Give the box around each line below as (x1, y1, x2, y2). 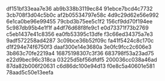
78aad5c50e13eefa (6, 69, 54, 76)
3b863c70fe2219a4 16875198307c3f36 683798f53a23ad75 (6, 50, 154, 56)
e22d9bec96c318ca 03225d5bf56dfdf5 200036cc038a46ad (6, 56, 157, 63)
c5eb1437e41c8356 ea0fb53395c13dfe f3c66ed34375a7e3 (6, 31, 153, 38)
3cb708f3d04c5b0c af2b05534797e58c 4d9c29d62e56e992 (6, 11, 159, 19)
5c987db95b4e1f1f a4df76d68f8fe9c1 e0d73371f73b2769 (6, 24, 149, 31)
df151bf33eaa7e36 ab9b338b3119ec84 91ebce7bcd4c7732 (6, 5, 153, 12)
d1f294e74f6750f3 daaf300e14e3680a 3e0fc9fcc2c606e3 (6, 43, 152, 50)
